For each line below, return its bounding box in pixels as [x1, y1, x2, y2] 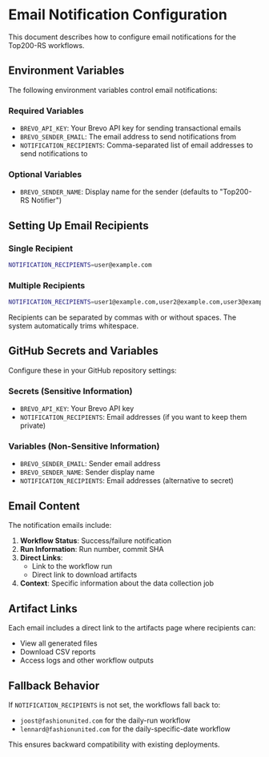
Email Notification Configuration [8, 6, 228, 24]
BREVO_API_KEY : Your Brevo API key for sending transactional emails [19, 123, 242, 133]
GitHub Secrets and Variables [8, 344, 159, 358]
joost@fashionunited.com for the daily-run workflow [19, 715, 191, 725]
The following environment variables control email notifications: [8, 85, 218, 95]
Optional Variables [8, 168, 82, 179]
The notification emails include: [8, 521, 112, 530]
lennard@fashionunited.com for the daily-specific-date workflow [19, 723, 231, 734]
